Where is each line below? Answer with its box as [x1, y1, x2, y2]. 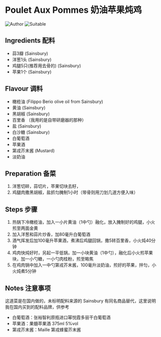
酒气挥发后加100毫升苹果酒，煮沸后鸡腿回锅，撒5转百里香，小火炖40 [12, 237, 152, 243]
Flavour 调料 [5, 84, 43, 93]
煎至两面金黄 [12, 225, 38, 231]
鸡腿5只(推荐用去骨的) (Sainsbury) [12, 62, 81, 69]
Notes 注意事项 [5, 284, 51, 292]
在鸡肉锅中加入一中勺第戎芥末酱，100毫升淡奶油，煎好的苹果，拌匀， [12, 262, 152, 268]
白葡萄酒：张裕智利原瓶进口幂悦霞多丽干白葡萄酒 [12, 314, 111, 320]
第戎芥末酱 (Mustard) [12, 148, 55, 154]
